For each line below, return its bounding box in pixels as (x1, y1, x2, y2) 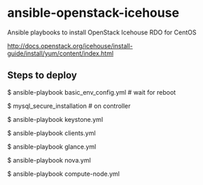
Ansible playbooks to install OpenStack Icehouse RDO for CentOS (7, 28, 197, 36)
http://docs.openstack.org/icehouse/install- (7, 41, 133, 50)
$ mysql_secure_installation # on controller (7, 102, 131, 110)
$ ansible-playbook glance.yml (7, 142, 97, 151)
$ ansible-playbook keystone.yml (7, 115, 104, 123)
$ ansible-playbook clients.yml (7, 128, 96, 137)
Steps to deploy (7, 69, 77, 81)
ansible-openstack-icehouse (7, 5, 180, 21)
